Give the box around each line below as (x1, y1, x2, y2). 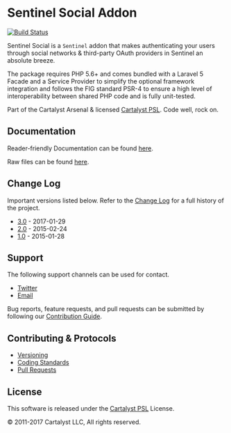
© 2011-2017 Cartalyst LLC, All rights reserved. (7, 418, 141, 426)
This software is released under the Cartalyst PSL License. (7, 404, 175, 412)
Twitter (17, 284, 38, 292)
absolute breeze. (7, 56, 55, 64)
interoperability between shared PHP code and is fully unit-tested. (7, 92, 196, 100)
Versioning (17, 351, 49, 359)
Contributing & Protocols (7, 332, 117, 344)
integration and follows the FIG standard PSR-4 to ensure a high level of (7, 84, 213, 93)
